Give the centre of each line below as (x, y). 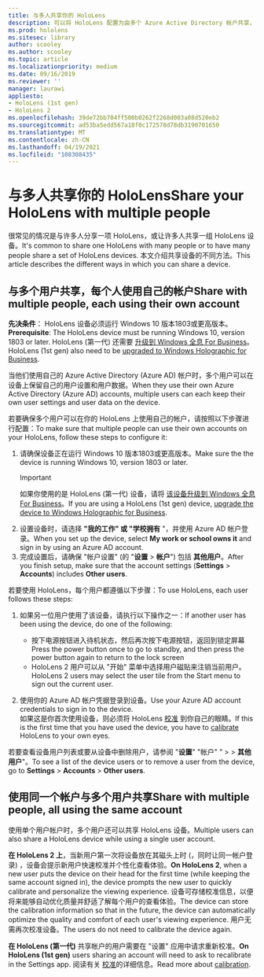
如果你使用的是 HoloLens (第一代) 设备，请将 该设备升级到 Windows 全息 (137, 494)
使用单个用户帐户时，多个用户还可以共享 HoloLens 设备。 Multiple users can (131, 830)
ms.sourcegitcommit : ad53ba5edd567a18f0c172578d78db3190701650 (114, 125)
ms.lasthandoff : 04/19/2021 (54, 147)
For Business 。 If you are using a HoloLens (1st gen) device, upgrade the (136, 503)
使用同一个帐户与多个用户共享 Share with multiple (129, 797)
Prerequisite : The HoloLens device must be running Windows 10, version (126, 332)
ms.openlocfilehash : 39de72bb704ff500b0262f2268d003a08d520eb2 (114, 118)
